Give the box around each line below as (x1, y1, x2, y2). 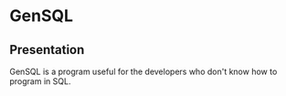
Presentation (9, 42, 85, 58)
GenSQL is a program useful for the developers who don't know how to (9, 66, 278, 77)
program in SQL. (9, 76, 71, 87)
